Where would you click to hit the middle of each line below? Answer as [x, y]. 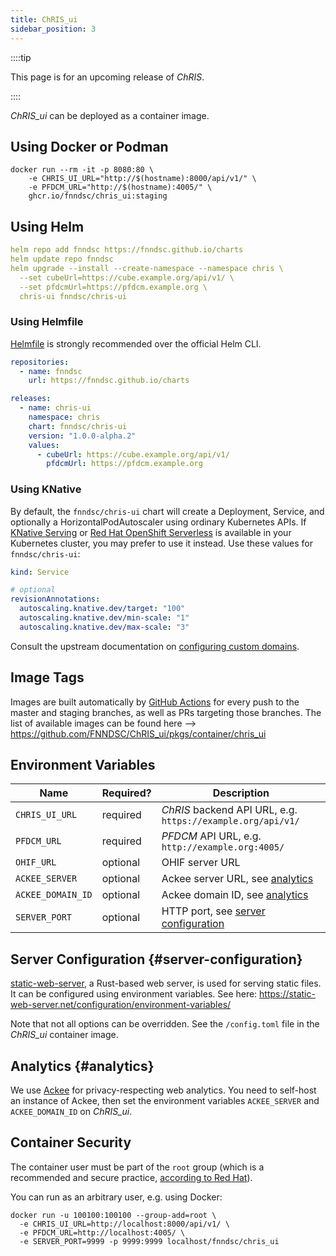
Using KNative [46, 489]
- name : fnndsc [51, 371]
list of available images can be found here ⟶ [103, 723]
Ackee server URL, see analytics [237, 879]
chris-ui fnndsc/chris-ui [73, 296]
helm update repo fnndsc [62, 259]
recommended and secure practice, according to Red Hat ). [131, 1177]
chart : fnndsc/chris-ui [78, 426]
